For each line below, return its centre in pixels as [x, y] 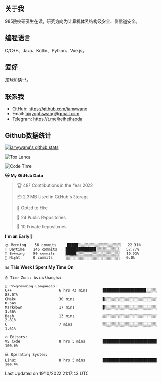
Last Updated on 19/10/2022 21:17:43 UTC [47, 373]
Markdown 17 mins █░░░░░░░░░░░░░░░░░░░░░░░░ [81, 308]
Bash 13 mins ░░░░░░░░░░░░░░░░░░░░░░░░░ [81, 316]
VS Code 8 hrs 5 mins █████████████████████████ [81, 341]
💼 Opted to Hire [32, 208]
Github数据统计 [28, 135]
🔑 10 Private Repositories [42, 227]
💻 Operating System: [27, 355]
